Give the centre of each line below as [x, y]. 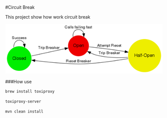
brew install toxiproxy [30, 92]
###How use [18, 82]
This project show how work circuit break [48, 17]
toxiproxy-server [23, 102]
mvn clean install [24, 112]
